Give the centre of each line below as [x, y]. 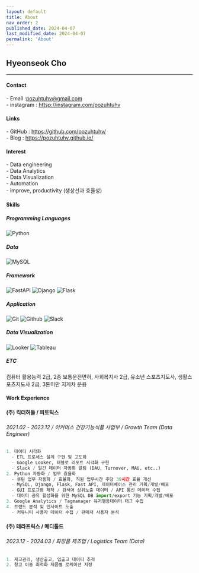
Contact [16, 85]
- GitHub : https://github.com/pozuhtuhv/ [56, 132]
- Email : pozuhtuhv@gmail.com [44, 99]
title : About [22, 17]
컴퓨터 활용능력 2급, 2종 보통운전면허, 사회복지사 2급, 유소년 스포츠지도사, [91, 376]
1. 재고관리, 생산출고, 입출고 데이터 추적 [51, 559]
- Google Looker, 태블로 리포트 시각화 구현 [60, 463]
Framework [21, 275]
